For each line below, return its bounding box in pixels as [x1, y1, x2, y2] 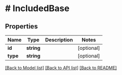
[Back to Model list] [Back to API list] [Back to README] [5, 65, 117, 71]
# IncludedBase [5, 3, 70, 14]
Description [45, 37, 73, 43]
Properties [5, 22, 38, 30]
